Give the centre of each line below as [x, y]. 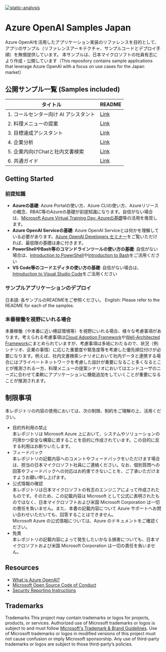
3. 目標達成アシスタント [35, 133]
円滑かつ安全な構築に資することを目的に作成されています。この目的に [83, 440]
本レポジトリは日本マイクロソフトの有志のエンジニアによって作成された [86, 489]
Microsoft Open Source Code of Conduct [54, 585]
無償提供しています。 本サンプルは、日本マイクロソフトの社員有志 [86, 54]
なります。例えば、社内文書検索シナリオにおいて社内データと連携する [85, 356]
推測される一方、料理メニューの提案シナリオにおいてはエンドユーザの [85, 368]
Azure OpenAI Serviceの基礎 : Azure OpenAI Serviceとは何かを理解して [86, 231]
